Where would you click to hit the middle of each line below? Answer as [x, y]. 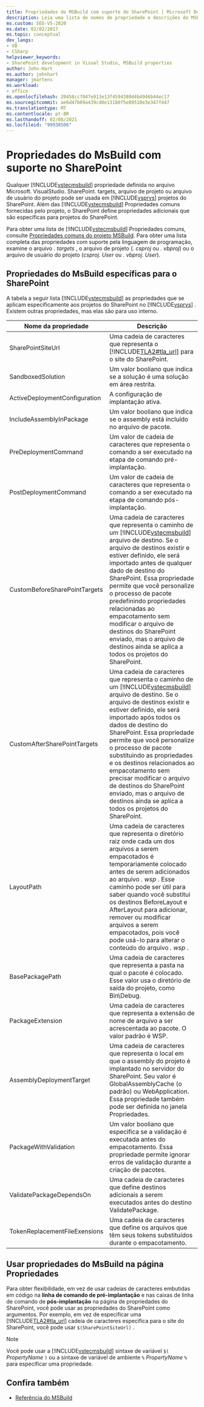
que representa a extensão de [152, 1013]
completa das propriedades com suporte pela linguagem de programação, [99, 242]
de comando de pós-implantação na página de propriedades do [87, 1301]
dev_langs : [20, 40]
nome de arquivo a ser [141, 1021]
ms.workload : [23, 86]
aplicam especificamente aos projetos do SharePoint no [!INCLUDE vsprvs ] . [101, 304]
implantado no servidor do [147, 1068]
